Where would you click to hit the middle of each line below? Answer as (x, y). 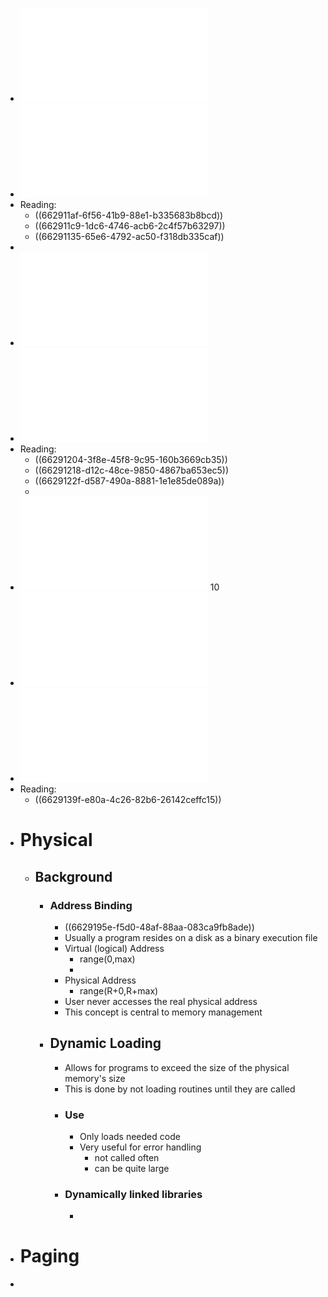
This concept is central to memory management (163, 1012)
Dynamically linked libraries (133, 1194)
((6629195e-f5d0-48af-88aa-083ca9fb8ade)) (159, 927)
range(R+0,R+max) (119, 990)
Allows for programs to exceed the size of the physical (177, 1067)
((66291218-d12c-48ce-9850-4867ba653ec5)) (132, 470)
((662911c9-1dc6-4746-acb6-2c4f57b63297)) (130, 226)
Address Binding (91, 905)
